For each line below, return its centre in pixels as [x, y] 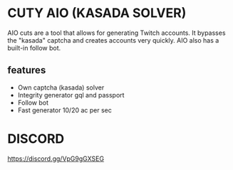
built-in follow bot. [34, 48]
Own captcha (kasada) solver [61, 87]
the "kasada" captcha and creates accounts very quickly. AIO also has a [113, 40]
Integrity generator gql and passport [71, 95]
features [27, 70]
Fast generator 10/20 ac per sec [65, 110]
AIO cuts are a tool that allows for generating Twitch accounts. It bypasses [116, 33]
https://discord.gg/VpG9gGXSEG [56, 159]
